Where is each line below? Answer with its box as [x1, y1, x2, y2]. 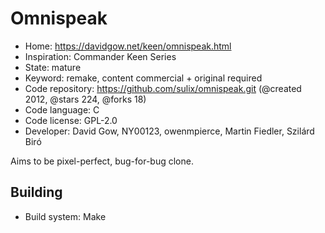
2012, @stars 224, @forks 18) [24, 93, 147, 105]
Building [10, 184, 63, 201]
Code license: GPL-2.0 [24, 114, 118, 126]
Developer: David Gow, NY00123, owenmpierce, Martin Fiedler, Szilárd [24, 125, 315, 137]
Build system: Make [24, 210, 107, 222]
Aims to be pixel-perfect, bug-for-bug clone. [10, 155, 194, 167]
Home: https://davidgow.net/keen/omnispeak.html [24, 40, 232, 52]
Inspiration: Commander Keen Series [24, 50, 177, 62]
